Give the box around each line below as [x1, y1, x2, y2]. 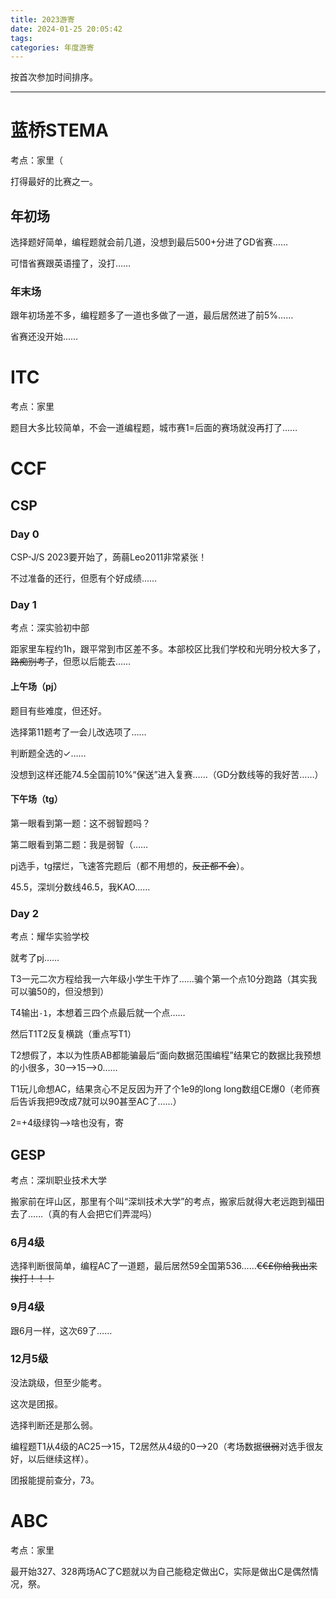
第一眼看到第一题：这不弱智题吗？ [10, 817, 151, 829]
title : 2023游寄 [10, 14, 75, 25]
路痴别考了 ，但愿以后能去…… [10, 656, 132, 668]
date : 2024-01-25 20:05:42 [10, 24, 123, 34]
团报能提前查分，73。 [10, 1474, 100, 1486]
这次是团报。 [10, 1397, 63, 1410]
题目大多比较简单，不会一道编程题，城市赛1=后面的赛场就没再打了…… [10, 422, 298, 434]
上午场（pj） [10, 681, 63, 692]
